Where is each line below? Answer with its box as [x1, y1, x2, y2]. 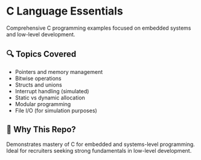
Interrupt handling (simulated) [14, 87, 89, 95]
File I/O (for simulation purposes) [14, 107, 98, 114]
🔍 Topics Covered [6, 49, 77, 59]
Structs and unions [14, 81, 62, 88]
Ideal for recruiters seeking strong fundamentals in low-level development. [6, 147, 192, 154]
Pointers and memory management [14, 68, 103, 75]
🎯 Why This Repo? [6, 124, 77, 135]
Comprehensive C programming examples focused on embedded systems [6, 24, 191, 32]
